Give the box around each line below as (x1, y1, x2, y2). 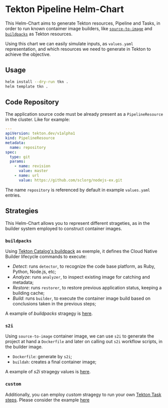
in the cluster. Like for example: (5, 117, 70, 123)
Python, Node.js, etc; (12, 268, 56, 275)
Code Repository (5, 98, 59, 106)
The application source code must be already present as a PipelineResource (5, 111, 163, 117)
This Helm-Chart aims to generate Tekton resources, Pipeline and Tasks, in (5, 20, 161, 26)
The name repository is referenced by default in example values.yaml (5, 187, 150, 193)
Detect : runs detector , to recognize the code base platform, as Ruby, (12, 263, 155, 269)
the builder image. (5, 344, 43, 350)
